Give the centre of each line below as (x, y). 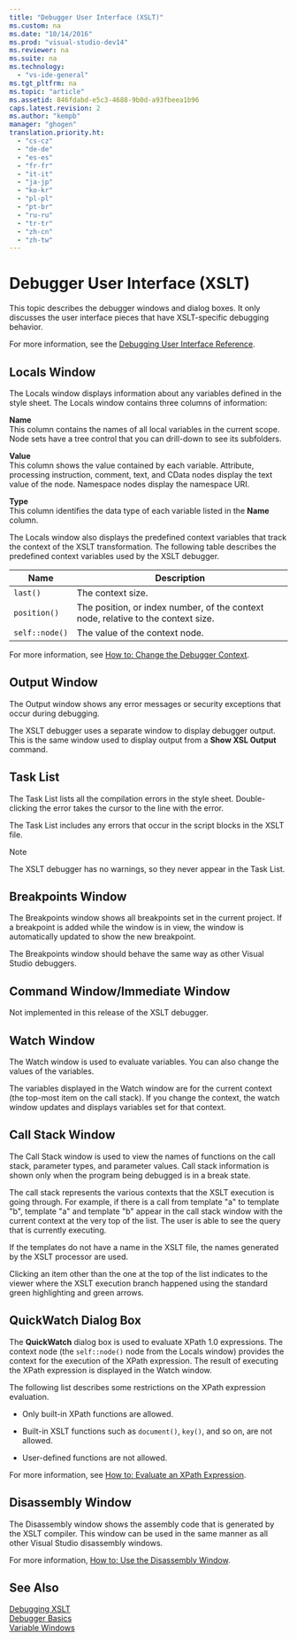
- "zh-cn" (35, 231)
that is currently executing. (58, 1230)
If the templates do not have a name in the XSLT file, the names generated (144, 1247)
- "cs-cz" (35, 141)
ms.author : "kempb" (45, 116)
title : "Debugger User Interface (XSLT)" (87, 17)
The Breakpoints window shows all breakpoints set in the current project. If (146, 918)
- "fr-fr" (35, 166)
